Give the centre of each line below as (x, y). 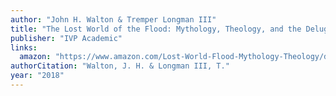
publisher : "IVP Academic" (66, 38)
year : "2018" (37, 76)
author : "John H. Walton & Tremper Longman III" (113, 19)
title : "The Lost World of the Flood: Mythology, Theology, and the (156, 29)
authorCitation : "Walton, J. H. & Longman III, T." (120, 66)
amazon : (35, 57)
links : (24, 47)
